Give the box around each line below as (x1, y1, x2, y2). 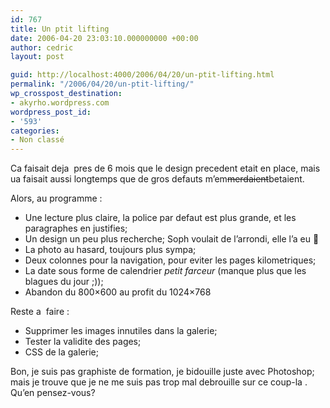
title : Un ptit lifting (10, 24, 110, 34)
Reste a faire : (10, 306, 70, 318)
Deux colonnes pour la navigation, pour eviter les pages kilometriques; (24, 254, 317, 266)
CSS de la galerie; (24, 346, 99, 358)
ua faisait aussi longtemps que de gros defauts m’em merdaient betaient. (10, 173, 305, 185)
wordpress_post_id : (10, 107, 92, 117)
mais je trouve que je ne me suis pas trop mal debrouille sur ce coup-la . (10, 376, 308, 388)
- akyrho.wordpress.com (10, 97, 110, 108)
